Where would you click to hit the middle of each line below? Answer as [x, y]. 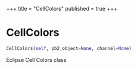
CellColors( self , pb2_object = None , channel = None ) [69, 48]
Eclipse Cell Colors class [36, 59]
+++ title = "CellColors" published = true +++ [62, 9]
